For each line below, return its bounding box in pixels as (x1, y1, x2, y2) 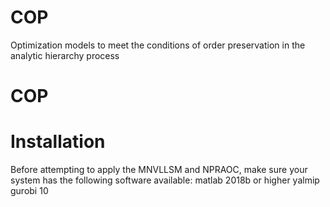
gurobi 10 (10, 185, 49, 197)
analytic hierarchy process (10, 49, 120, 61)
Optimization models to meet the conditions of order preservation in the (10, 39, 306, 51)
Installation (10, 131, 106, 153)
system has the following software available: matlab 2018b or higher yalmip (10, 174, 320, 186)
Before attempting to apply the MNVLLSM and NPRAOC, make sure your (10, 164, 308, 176)
